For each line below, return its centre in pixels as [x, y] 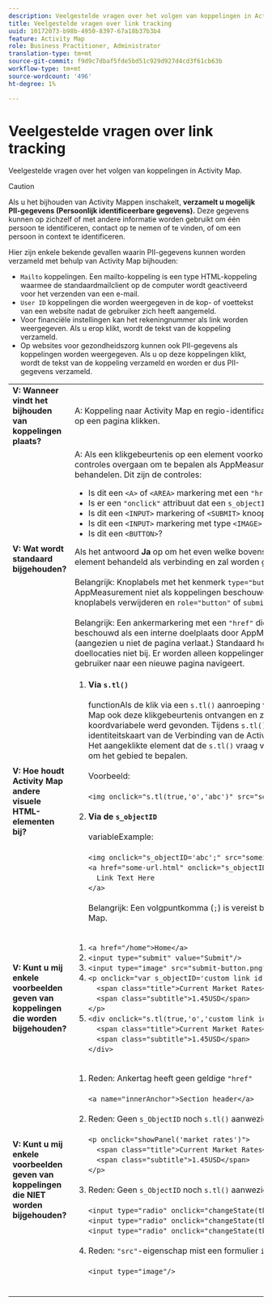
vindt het [30, 401]
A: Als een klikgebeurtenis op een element [154, 454]
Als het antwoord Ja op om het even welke [155, 552]
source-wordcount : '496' [50, 76]
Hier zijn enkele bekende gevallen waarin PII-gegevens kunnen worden [127, 252]
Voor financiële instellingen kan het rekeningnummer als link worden [134, 320]
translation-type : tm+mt [50, 54]
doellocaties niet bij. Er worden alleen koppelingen [170, 653]
